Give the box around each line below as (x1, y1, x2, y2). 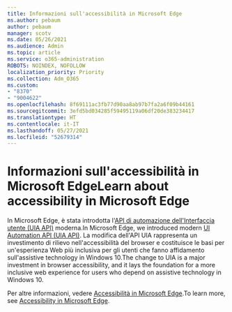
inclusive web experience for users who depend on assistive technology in (7, 268, 222, 276)
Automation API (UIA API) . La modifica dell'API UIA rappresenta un (7, 231, 197, 239)
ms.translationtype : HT (7, 114, 77, 121)
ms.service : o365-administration (7, 56, 105, 63)
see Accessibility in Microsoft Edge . (7, 297, 110, 305)
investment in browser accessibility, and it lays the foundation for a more (7, 261, 216, 269)
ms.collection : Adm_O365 (7, 75, 79, 82)
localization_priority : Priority (7, 68, 105, 75)
